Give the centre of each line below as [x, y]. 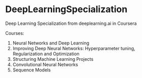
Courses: [15, 33]
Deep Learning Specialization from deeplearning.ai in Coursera [71, 23]
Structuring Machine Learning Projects [53, 59]
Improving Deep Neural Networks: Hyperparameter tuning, [74, 48]
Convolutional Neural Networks [45, 64]
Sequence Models [31, 70]
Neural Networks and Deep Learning [51, 43]
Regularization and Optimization [46, 54]
